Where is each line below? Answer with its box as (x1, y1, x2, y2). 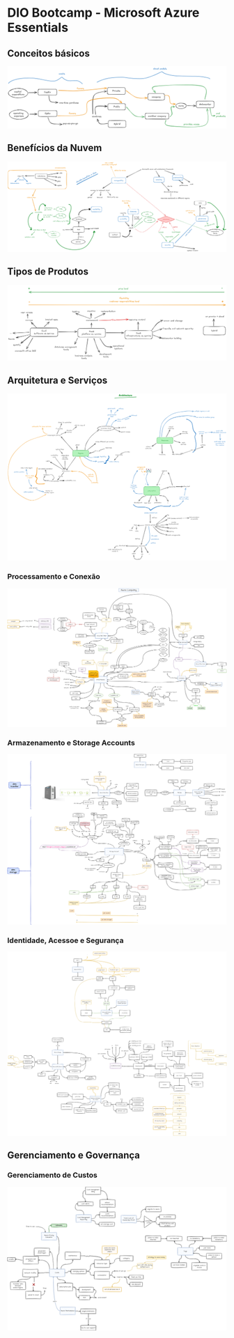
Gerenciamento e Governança (7, 1149, 141, 1161)
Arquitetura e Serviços (7, 374, 108, 386)
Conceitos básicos (7, 47, 91, 59)
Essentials (7, 20, 68, 36)
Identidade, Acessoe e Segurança (7, 935, 124, 945)
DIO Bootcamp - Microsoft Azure (7, 5, 200, 21)
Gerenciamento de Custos (7, 1170, 97, 1180)
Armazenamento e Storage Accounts (7, 738, 136, 748)
